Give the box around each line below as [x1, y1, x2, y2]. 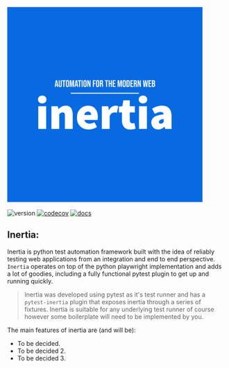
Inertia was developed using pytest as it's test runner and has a [24, 290, 206, 299]
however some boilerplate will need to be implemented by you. [24, 312, 204, 321]
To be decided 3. [17, 353, 66, 362]
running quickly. [7, 277, 53, 285]
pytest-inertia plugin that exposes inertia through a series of [24, 297, 201, 306]
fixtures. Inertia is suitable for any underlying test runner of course [24, 305, 214, 313]
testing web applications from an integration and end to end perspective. [7, 254, 216, 263]
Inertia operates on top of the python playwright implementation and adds [7, 262, 222, 270]
